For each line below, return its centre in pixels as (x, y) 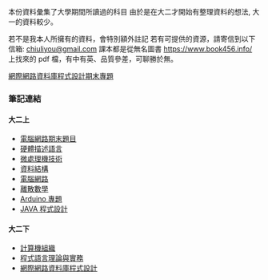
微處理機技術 (41, 159)
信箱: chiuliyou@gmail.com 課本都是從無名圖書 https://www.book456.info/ (130, 49)
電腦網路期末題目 (48, 139)
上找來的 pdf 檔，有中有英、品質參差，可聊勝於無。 (93, 59)
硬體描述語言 (41, 149)
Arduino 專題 (41, 199)
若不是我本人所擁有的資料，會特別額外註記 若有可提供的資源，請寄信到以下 (132, 39)
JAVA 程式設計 (44, 209)
